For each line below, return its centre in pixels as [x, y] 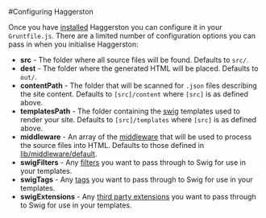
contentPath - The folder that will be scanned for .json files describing [139, 85]
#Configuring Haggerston [51, 12]
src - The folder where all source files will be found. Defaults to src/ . [134, 60]
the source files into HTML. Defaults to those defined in [112, 145]
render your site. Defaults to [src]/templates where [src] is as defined [138, 119]
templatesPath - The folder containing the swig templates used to [130, 111]
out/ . [29, 77]
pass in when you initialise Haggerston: [73, 44]
